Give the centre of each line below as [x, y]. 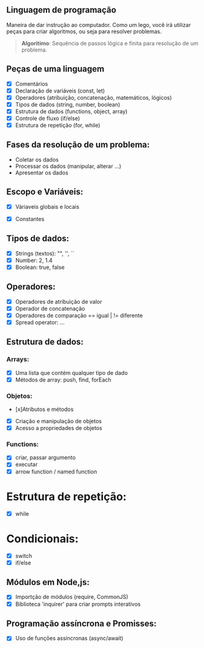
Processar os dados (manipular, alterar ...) [68, 166]
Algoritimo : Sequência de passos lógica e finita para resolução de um [110, 43]
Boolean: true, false [40, 267]
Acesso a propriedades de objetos [59, 428]
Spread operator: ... [40, 322]
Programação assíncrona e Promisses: [81, 623]
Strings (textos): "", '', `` [45, 253]
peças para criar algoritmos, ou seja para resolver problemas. [84, 31]
